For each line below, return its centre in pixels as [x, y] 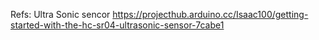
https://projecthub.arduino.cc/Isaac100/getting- [210, 14]
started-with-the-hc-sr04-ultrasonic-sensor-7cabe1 [117, 25]
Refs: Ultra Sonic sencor [60, 14]
